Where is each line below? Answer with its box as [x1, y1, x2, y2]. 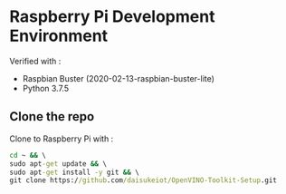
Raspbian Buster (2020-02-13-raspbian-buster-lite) [22, 73, 215, 83]
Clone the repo [9, 109, 95, 124]
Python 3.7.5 [22, 82, 70, 93]
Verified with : [9, 55, 62, 66]
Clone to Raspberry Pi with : [9, 133, 114, 144]
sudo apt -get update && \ [9, 159, 107, 169]
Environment [9, 25, 109, 46]
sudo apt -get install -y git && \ [9, 168, 140, 177]
